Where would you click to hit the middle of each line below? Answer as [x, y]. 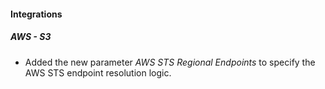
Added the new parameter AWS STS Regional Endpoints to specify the [170, 62]
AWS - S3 [31, 37]
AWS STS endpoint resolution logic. [98, 72]
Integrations [36, 14]
